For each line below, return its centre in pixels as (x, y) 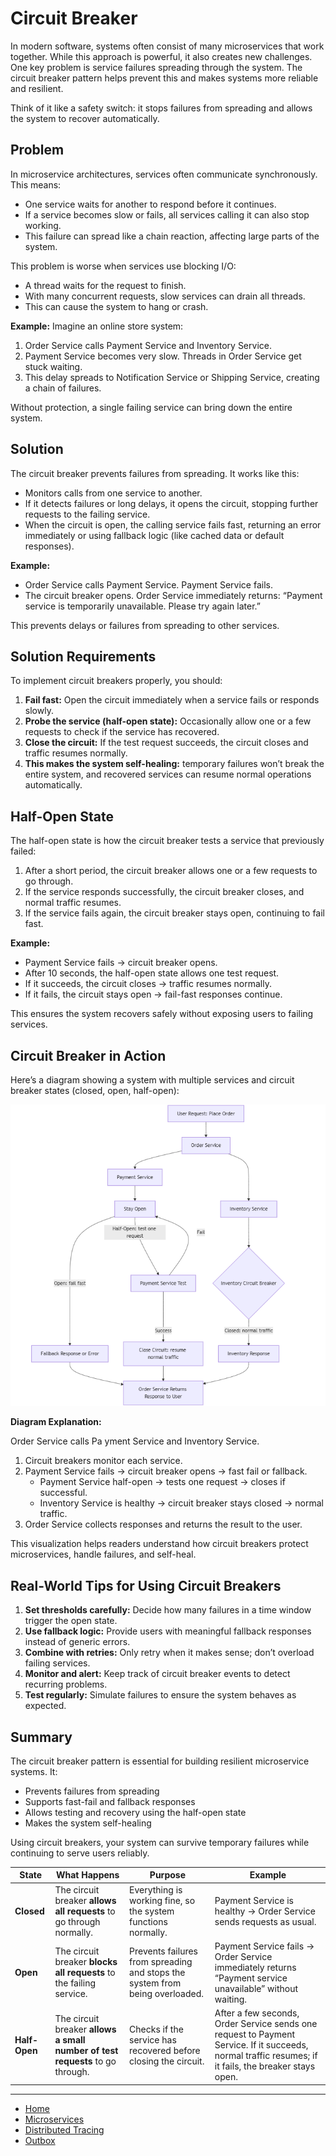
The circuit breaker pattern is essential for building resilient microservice (160, 1761)
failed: (23, 851)
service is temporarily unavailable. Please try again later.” (142, 606)
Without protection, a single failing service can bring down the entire (151, 407)
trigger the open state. (71, 1621)
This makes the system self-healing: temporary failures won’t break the (174, 764)
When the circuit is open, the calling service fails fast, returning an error (173, 524)
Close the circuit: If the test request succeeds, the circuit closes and (166, 743)
